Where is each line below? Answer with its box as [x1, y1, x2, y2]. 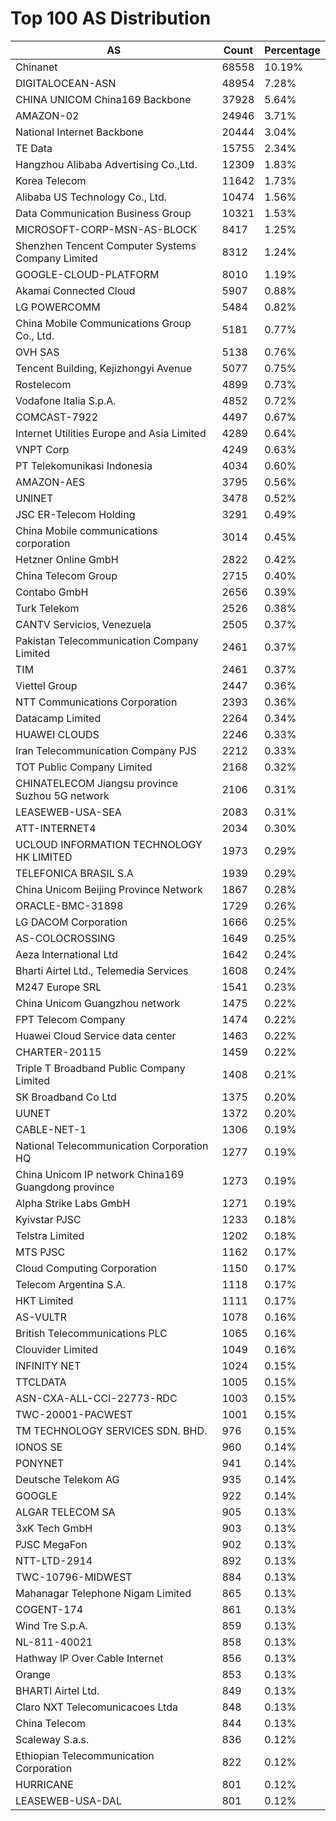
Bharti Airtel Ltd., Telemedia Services [15, 963, 189, 977]
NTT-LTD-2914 [15, 1553, 93, 1567]
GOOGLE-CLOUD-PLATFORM [15, 267, 160, 281]
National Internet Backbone [15, 125, 144, 139]
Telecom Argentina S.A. [15, 1277, 126, 1291]
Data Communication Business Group [15, 206, 192, 220]
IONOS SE [15, 1440, 63, 1454]
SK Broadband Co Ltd [15, 1090, 117, 1104]
